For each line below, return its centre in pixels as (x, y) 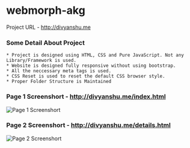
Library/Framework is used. (41, 61)
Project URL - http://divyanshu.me (49, 27)
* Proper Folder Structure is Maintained (59, 82)
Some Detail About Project (46, 43)
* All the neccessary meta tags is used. (59, 71)
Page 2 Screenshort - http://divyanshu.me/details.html (89, 125)
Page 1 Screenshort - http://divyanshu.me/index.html (86, 97)
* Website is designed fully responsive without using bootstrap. (91, 66)
